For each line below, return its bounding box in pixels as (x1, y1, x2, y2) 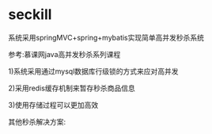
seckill (8, 6, 52, 24)
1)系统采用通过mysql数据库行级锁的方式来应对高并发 (8, 66, 180, 76)
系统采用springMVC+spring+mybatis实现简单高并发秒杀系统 (8, 33, 204, 42)
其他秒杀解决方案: (8, 117, 66, 126)
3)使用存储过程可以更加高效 (8, 100, 99, 109)
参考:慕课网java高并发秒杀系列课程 (8, 49, 121, 59)
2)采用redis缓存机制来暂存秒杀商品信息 (8, 83, 136, 93)
